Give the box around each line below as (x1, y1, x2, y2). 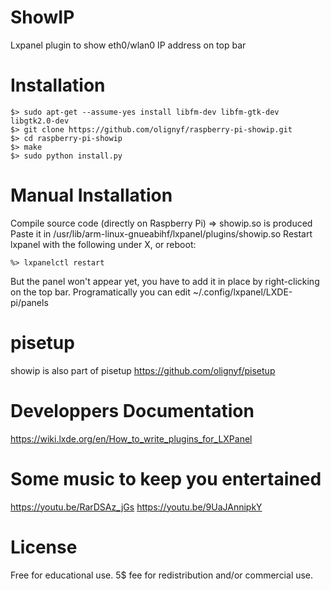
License (10, 536, 78, 558)
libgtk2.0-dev (10, 116, 70, 126)
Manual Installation (10, 184, 173, 207)
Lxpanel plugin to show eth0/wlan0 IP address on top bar (10, 39, 247, 51)
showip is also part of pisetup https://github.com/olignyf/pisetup (10, 364, 276, 376)
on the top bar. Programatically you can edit (10, 286, 191, 298)
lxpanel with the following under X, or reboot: (10, 238, 197, 250)
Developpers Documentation (10, 399, 255, 422)
